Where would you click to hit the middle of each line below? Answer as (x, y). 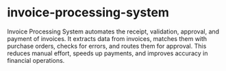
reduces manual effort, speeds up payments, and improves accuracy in (108, 53)
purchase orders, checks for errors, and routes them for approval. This (107, 46)
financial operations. (36, 60)
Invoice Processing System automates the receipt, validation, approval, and (113, 31)
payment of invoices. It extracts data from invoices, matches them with (107, 38)
